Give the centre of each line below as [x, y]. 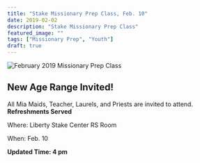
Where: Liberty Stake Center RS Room [62, 125]
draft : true [24, 46]
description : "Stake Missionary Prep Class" [73, 26]
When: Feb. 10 [28, 138]
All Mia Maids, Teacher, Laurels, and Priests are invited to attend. [100, 104]
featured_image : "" [36, 33]
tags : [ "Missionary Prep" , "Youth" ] [60, 40]
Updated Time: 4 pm [38, 152]
